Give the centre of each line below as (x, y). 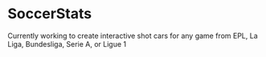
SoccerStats (50, 14)
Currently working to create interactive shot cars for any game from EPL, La (133, 36)
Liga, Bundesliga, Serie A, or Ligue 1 (67, 44)
